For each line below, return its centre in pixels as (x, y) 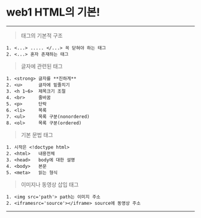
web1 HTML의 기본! (53, 12)
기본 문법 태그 (37, 134)
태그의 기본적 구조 (42, 35)
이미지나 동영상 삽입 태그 (50, 184)
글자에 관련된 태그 (42, 66)
